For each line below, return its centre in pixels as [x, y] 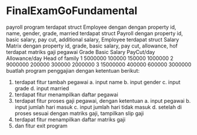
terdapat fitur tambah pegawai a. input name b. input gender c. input [97, 82]
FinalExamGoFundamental [72, 11]
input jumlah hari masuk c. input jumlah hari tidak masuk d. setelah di [98, 107]
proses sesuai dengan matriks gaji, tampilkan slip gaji [79, 113]
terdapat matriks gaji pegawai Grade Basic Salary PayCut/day [81, 52]
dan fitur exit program [41, 126]
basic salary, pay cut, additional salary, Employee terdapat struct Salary [93, 39]
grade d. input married [42, 88]
